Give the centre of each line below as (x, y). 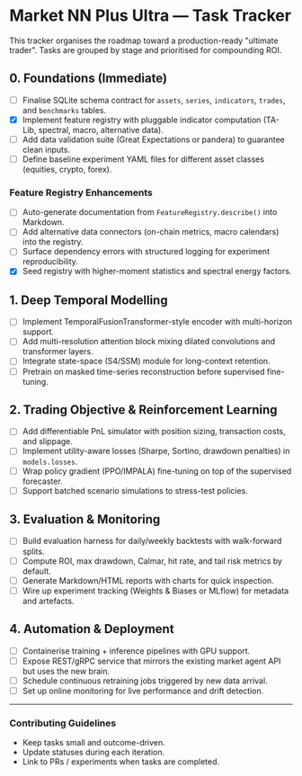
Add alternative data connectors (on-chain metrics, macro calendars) (151, 232)
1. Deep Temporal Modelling (89, 300)
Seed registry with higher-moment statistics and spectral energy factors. (157, 272)
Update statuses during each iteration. (93, 753)
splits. (33, 551)
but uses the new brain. (66, 671)
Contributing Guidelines (63, 723)
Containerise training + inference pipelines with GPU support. (136, 651)
